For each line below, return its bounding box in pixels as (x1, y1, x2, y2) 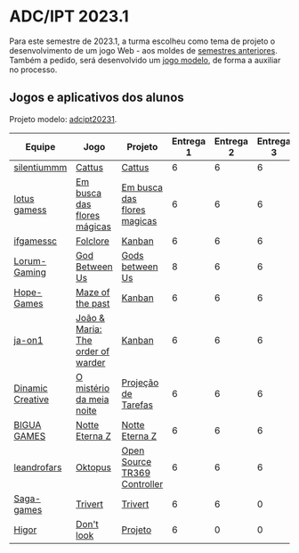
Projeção (121, 376, 159, 389)
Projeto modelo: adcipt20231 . (9, 113, 117, 124)
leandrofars (13, 461, 62, 474)
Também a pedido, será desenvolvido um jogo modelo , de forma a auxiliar (9, 54, 281, 65)
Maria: (75, 323, 102, 335)
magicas (121, 214, 158, 227)
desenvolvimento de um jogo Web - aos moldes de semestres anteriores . (9, 45, 278, 55)
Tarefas (121, 399, 154, 411)
